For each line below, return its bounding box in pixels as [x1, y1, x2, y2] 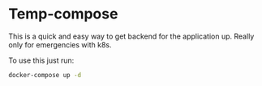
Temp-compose [8, 5, 118, 23]
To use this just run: [8, 55, 75, 65]
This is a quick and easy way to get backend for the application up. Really [8, 31, 255, 41]
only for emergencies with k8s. [8, 39, 112, 49]
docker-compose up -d [8, 71, 82, 79]
